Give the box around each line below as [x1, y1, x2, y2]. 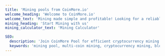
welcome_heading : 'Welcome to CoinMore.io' [5, 12, 96, 17]
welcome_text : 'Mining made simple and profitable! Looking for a [5, 16, 144, 21]
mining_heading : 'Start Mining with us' [5, 21, 89, 26]
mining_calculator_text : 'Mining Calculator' [5, 26, 100, 30]
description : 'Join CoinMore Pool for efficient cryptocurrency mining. [9, 39, 162, 44]
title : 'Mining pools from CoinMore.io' [5, 7, 89, 12]
